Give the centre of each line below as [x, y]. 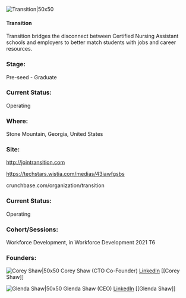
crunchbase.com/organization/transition [56, 185]
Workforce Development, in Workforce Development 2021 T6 [81, 242]
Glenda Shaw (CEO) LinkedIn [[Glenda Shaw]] [119, 288]
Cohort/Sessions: [32, 229]
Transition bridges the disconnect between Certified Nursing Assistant [92, 36]
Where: [17, 121]
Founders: [21, 257]
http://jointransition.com [36, 162]
